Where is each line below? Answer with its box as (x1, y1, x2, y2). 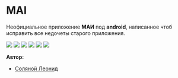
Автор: (6, 53, 24, 60)
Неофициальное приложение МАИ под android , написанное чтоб (6, 23, 173, 30)
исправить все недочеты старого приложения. (6, 29, 126, 36)
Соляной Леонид (14, 65, 58, 72)
